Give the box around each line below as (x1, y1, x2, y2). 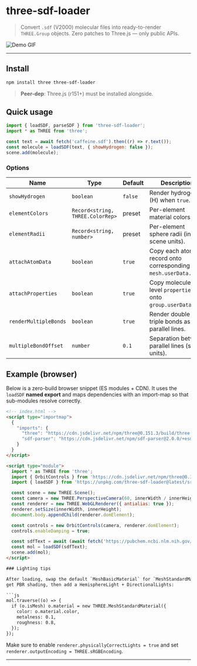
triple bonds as (149, 318, 191, 326)
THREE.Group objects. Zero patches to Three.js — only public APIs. (20, 29, 179, 36)
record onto (149, 254, 182, 262)
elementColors (9, 210, 49, 217)
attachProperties (9, 290, 57, 297)
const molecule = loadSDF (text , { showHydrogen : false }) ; (6, 144, 154, 151)
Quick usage (6, 107, 53, 117)
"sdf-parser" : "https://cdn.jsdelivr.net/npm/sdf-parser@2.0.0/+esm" (21, 436, 195, 442)
